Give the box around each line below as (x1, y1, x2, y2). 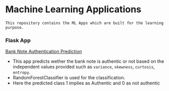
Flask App (5, 37, 31, 44)
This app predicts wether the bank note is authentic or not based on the (12, 58, 164, 64)
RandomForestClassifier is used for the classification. (12, 75, 125, 81)
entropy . (12, 69, 31, 75)
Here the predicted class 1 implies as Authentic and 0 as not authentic (12, 80, 160, 86)
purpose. (5, 25, 24, 30)
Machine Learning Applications (5, 4, 142, 15)
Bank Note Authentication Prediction (5, 49, 82, 55)
